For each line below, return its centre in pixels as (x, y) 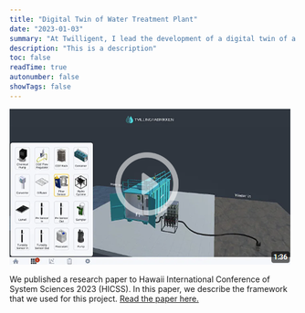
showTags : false (40, 87)
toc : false (30, 58)
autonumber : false (44, 78)
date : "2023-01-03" (47, 29)
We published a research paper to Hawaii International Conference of (140, 279)
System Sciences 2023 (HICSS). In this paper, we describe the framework (148, 288)
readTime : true (38, 68)
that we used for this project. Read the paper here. (104, 298)
